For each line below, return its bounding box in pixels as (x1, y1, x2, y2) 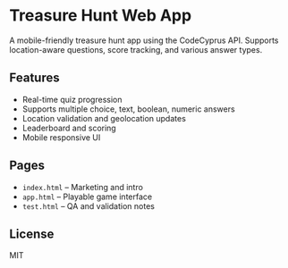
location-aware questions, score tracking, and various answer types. (9, 44, 263, 54)
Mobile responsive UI (21, 131, 101, 143)
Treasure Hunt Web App (9, 5, 192, 26)
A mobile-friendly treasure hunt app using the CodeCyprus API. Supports (9, 35, 279, 46)
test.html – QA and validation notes (21, 200, 155, 211)
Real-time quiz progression (21, 94, 123, 105)
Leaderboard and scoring (21, 122, 116, 133)
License (9, 226, 55, 241)
